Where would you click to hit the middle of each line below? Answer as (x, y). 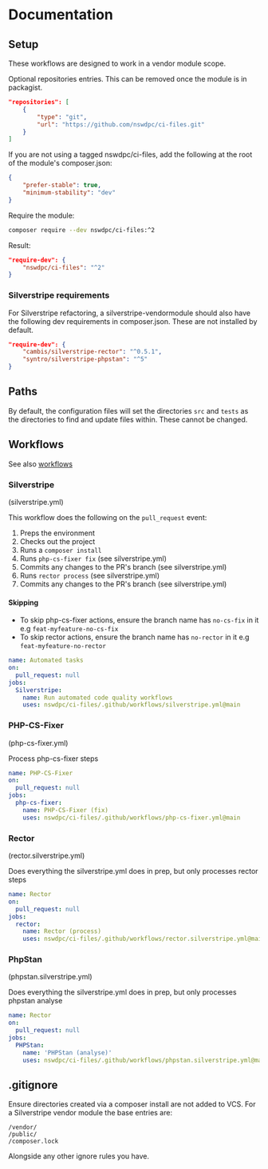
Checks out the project (57, 541)
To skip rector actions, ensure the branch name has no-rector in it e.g (134, 637)
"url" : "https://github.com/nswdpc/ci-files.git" (121, 124)
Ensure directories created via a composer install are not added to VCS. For (132, 1104)
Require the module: (41, 215)
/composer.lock (33, 1142)
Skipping (24, 603)
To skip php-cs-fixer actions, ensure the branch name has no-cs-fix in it (139, 620)
